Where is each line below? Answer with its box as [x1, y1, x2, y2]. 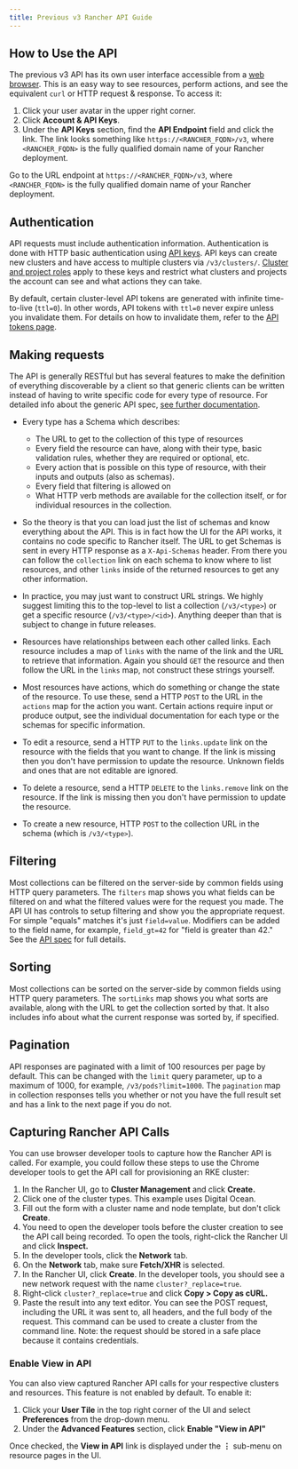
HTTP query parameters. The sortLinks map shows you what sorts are [9, 993, 269, 1003]
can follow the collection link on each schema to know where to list [21, 555, 272, 565]
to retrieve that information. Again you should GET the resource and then [21, 655, 285, 667]
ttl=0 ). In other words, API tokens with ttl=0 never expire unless [36, 303, 275, 314]
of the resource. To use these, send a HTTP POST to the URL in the [21, 691, 263, 702]
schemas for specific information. [21, 720, 145, 731]
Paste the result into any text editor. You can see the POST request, [21, 1297, 269, 1308]
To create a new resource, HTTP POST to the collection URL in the [21, 818, 260, 829]
